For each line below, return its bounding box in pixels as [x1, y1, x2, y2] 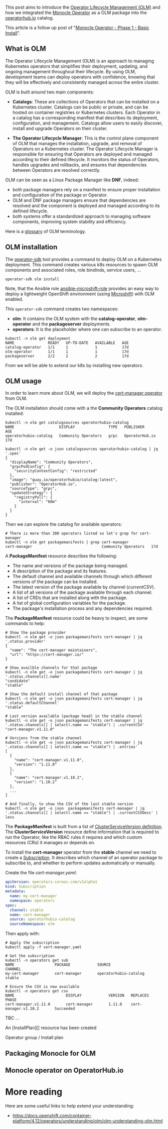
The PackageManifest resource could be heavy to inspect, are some [5, 615, 148, 621]
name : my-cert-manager [10, 893, 57, 898]
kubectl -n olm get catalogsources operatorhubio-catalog [5, 420, 129, 425]
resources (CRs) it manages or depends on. [5, 840, 95, 846]
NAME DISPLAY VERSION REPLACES [5, 993, 149, 998]
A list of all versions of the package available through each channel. [12, 590, 153, 596]
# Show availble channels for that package [5, 665, 98, 670]
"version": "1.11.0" [14, 762, 57, 767]
